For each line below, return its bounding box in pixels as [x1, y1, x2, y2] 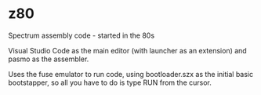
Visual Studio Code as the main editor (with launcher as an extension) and [8, 46, 247, 55]
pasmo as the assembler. [8, 54, 89, 64]
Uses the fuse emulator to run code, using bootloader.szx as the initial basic [8, 69, 253, 79]
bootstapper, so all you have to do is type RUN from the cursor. [8, 78, 212, 87]
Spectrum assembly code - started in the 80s [8, 31, 155, 40]
